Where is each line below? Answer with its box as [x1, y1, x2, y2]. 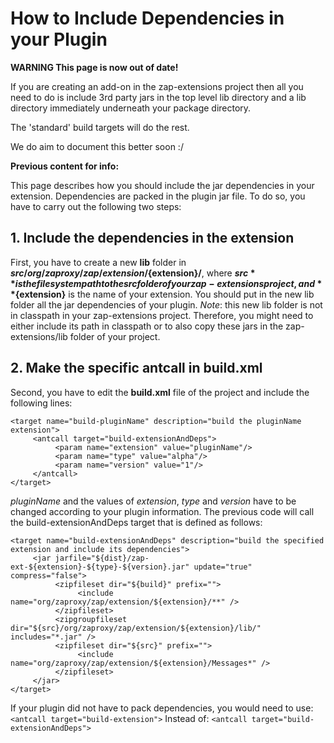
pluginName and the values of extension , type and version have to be [10, 495, 297, 507]
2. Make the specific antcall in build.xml [10, 360, 263, 377]
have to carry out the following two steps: [10, 200, 182, 212]
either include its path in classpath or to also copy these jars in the [10, 320, 284, 332]
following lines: [10, 397, 73, 409]
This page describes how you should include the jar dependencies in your [10, 179, 315, 191]
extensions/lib [10, 330, 68, 342]
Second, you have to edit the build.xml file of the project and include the [10, 386, 310, 398]
